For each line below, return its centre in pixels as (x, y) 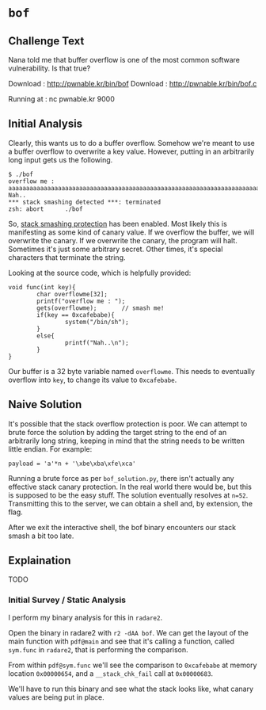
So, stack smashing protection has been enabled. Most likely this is (118, 223)
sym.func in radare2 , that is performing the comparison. (98, 649)
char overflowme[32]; (72, 294)
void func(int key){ (42, 287)
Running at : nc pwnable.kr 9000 (61, 99)
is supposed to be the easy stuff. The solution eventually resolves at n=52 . (128, 495)
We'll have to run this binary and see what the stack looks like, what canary (131, 689)
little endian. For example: (50, 449)
